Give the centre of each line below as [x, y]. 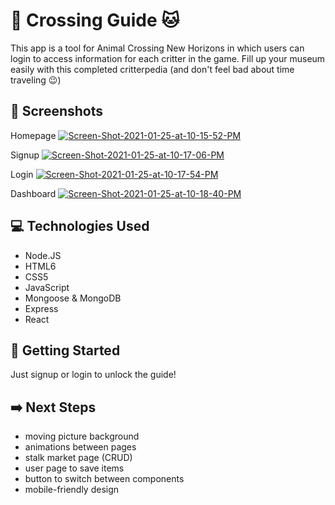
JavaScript [47, 287]
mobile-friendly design [72, 490]
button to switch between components [104, 479]
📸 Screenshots [57, 111]
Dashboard [33, 193]
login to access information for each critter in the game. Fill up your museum [168, 58]
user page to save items [74, 468]
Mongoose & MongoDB [73, 298]
